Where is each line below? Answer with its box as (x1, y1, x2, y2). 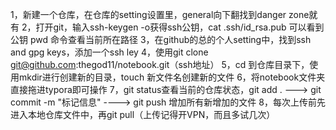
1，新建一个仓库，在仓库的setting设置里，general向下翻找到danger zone (10, 9, 310, 20)
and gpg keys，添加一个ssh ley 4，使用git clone (10, 46, 209, 58)
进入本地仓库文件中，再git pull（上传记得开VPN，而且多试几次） (10, 109, 276, 120)
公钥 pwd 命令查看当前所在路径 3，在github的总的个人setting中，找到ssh (10, 34, 312, 45)
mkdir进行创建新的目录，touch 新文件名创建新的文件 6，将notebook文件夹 (18, 71, 326, 83)
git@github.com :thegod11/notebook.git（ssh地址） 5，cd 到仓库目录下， (10, 59, 310, 70)
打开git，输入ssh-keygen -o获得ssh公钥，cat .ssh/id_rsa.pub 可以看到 (35, 21, 325, 33)
